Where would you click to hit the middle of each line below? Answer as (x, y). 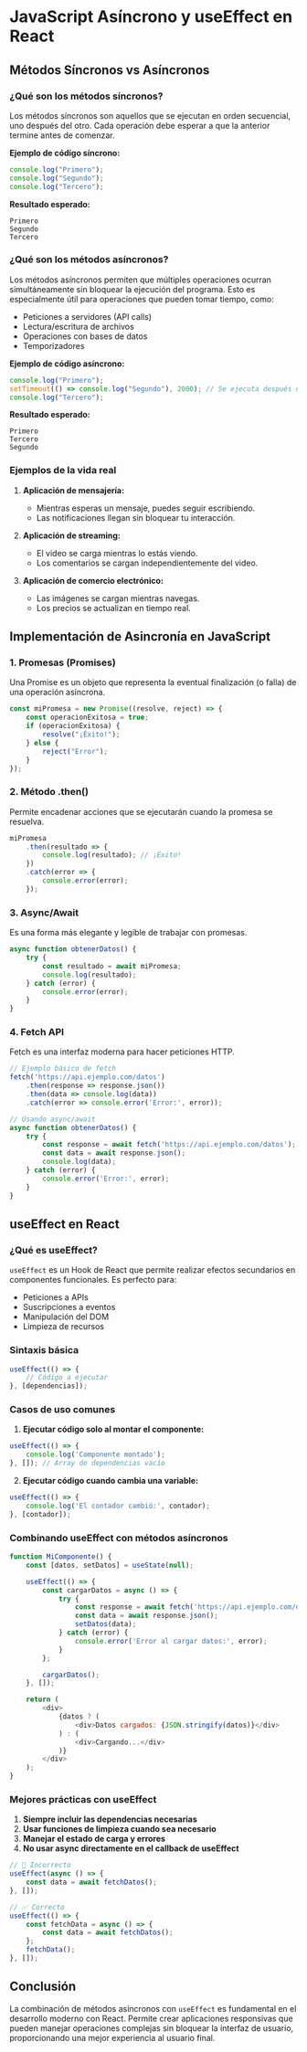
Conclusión (43, 1987)
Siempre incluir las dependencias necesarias (110, 1819)
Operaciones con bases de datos (85, 336)
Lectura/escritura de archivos (78, 326)
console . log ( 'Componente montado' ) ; (96, 1454)
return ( (42, 1700)
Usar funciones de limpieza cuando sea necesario (119, 1829)
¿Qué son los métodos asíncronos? (89, 259)
